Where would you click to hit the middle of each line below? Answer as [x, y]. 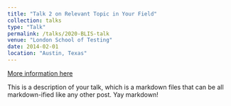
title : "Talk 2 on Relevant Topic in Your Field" [82, 14]
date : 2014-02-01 [33, 47]
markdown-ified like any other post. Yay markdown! [83, 94]
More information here [40, 73]
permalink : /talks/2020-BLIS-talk [59, 34]
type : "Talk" [27, 27]
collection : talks [34, 20]
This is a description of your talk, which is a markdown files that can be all [116, 87]
